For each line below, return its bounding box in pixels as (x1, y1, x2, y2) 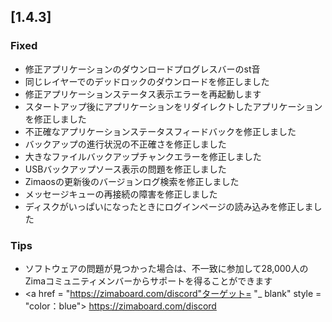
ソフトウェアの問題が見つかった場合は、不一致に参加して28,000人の (24, 262, 309, 274)
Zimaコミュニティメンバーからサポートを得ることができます (24, 275, 273, 287)
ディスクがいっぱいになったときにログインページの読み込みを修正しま (24, 200, 314, 212)
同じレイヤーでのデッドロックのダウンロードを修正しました (24, 75, 270, 87)
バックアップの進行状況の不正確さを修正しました (24, 138, 227, 150)
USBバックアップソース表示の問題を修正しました (24, 163, 227, 175)
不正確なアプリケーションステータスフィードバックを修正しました (24, 125, 297, 137)
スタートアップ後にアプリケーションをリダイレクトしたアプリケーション (24, 100, 323, 112)
